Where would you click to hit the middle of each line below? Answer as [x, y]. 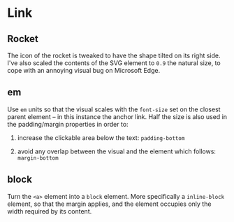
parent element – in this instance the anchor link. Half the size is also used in [117, 116]
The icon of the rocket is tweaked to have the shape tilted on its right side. [114, 55]
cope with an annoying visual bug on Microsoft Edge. [84, 70]
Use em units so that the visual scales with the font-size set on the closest [114, 109]
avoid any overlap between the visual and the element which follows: [117, 151]
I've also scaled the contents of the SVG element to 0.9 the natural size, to [114, 63]
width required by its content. [50, 211]
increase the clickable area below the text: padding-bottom [101, 137]
